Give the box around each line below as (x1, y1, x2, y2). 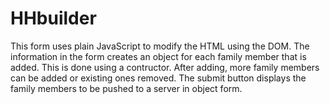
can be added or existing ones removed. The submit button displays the (10, 72, 307, 84)
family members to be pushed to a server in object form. (10, 82, 243, 94)
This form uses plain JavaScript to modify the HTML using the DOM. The (10, 40, 310, 52)
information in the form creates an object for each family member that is (10, 50, 307, 62)
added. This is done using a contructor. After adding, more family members (10, 61, 320, 73)
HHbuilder (10, 7, 97, 30)
